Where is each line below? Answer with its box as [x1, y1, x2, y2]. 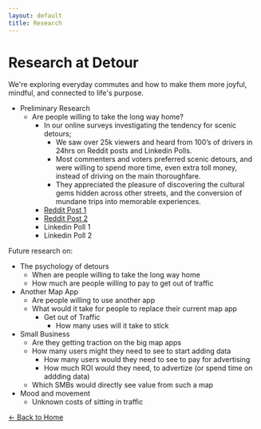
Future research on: [8, 246, 73, 256]
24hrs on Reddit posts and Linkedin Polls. [55, 146, 192, 155]
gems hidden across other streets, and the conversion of [55, 188, 243, 198]
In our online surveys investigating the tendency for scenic [43, 120, 237, 130]
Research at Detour [8, 53, 139, 72]
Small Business [19, 329, 70, 339]
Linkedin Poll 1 [43, 222, 91, 232]
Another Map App [19, 287, 79, 297]
